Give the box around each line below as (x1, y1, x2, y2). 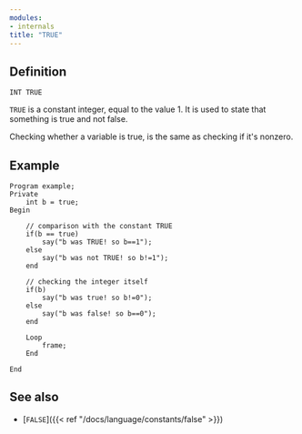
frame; (42, 341, 67, 350)
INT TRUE (9, 88, 43, 97)
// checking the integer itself (25, 278, 148, 287)
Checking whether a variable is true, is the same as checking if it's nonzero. (9, 131, 294, 142)
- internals (9, 22, 55, 31)
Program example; (9, 182, 75, 191)
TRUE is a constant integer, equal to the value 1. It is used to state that (9, 104, 267, 115)
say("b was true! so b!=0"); (42, 293, 153, 302)
